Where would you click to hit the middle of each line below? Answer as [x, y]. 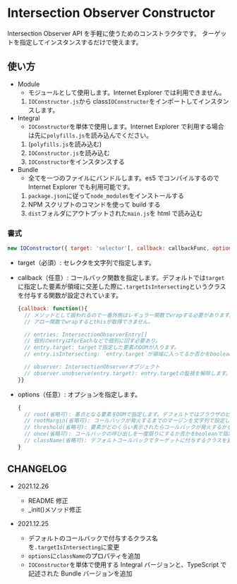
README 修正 [48, 500]
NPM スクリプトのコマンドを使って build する [94, 204]
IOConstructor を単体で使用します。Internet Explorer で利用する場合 [126, 126]
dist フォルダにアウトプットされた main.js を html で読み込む [115, 213]
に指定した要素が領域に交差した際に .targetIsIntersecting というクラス [122, 286]
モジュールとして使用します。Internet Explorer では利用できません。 [127, 92]
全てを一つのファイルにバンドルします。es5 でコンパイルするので [124, 178]
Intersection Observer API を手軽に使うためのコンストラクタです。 [104, 33]
